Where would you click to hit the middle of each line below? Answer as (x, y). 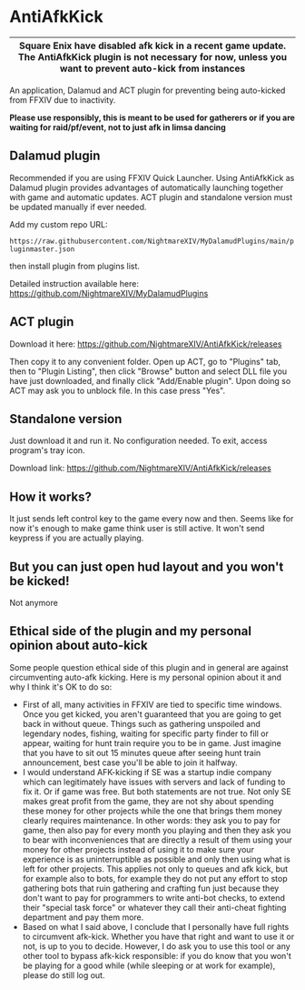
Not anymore (34, 603)
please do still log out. (64, 975)
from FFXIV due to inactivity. (63, 100)
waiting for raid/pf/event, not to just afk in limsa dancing (118, 127)
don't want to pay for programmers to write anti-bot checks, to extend (154, 897)
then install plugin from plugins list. (75, 266)
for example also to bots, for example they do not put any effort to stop (155, 878)
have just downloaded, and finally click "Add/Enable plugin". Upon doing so (150, 380)
